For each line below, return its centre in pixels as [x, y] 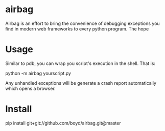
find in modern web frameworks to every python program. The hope [77, 28]
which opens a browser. [31, 88]
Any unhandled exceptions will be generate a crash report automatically [81, 83]
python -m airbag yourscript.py [38, 73]
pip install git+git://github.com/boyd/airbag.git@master [63, 123]
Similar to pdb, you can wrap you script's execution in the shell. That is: [80, 63]
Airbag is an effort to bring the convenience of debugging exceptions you [82, 23]
